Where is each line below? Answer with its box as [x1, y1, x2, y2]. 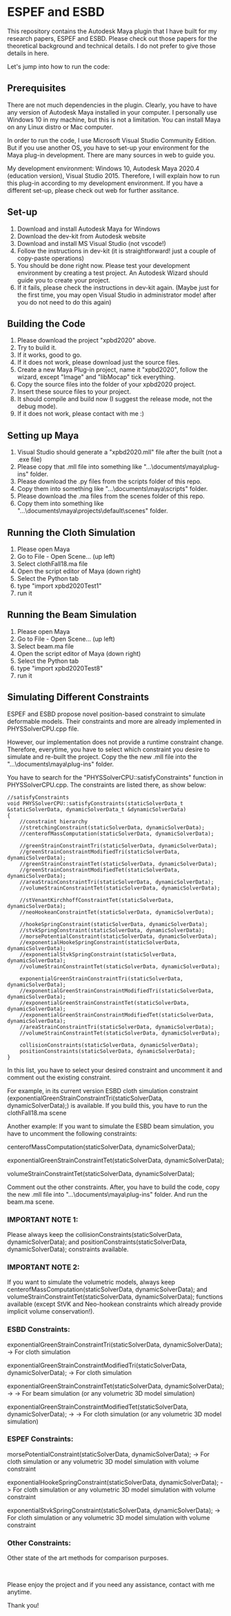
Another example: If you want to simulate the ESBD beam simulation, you [7, 1122, 214, 1130]
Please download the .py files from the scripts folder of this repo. [17, 477, 202, 485]
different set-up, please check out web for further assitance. [7, 186, 179, 194]
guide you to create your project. [17, 276, 111, 284]
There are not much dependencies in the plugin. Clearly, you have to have [7, 101, 217, 109]
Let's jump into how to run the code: [7, 62, 110, 70]
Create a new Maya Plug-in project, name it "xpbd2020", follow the [17, 365, 208, 374]
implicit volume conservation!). [7, 1307, 95, 1316]
